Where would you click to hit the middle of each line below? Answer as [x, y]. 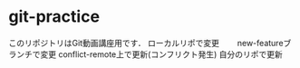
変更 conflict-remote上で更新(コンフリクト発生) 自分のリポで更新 [161, 54]
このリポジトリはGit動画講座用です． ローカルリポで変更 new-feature [146, 43]
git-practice [54, 17]
